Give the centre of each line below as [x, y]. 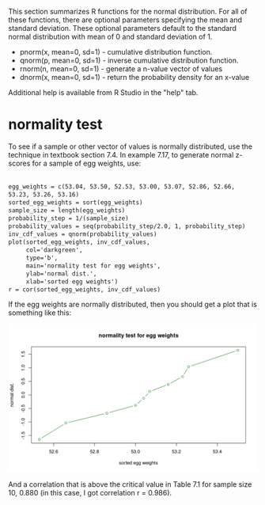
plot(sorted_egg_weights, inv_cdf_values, [79, 242]
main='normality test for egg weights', [93, 266]
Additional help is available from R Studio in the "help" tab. [103, 93]
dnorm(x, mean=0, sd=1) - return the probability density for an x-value [134, 77]
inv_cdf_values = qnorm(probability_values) [83, 234]
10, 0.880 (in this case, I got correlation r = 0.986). [90, 493]
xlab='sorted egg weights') [72, 281]
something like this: [40, 313]
